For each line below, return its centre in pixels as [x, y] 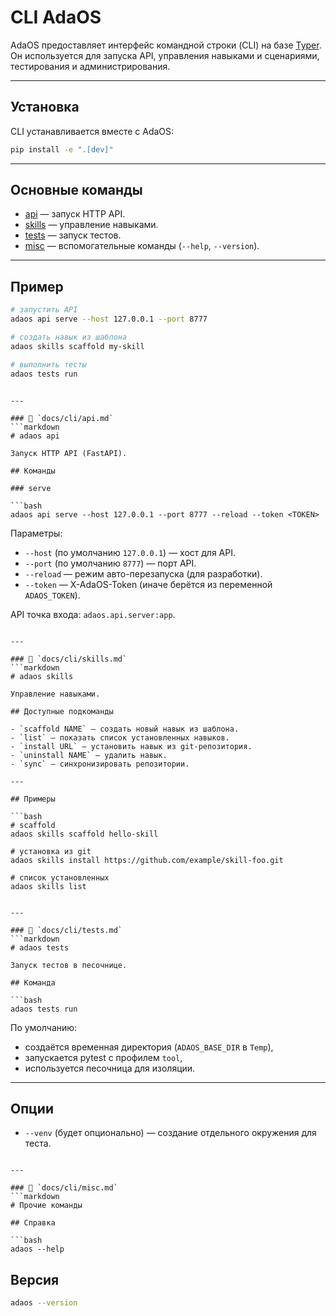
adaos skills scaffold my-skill [77, 346]
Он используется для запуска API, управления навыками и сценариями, [165, 55]
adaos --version [44, 1303]
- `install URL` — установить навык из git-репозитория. [131, 746]
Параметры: [36, 533]
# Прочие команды [46, 1206]
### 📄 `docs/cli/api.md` [62, 418]
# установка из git [51, 851]
